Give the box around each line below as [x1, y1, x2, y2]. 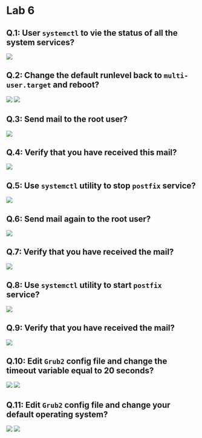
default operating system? [6, 409, 108, 419]
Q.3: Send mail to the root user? [6, 114, 128, 125]
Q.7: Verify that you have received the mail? [6, 247, 174, 257]
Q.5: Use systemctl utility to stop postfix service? [6, 180, 197, 191]
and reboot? [53, 80, 100, 90]
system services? [6, 37, 75, 47]
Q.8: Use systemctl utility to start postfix [6, 280, 162, 290]
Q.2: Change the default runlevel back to [6, 70, 162, 80]
